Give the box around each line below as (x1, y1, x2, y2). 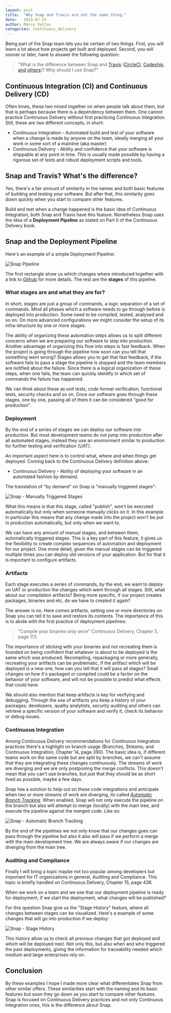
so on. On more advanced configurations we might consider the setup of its (5, 317, 164, 323)
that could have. (5, 682, 39, 688)
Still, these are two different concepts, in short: (5, 119, 104, 126)
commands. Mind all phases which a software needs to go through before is (5, 306, 165, 312)
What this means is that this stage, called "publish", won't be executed (5, 503, 154, 510)
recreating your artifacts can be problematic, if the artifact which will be (5, 660, 156, 666)
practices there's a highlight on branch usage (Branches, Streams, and (5, 743, 154, 750)
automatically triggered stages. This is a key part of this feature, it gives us (5, 535, 162, 541)
